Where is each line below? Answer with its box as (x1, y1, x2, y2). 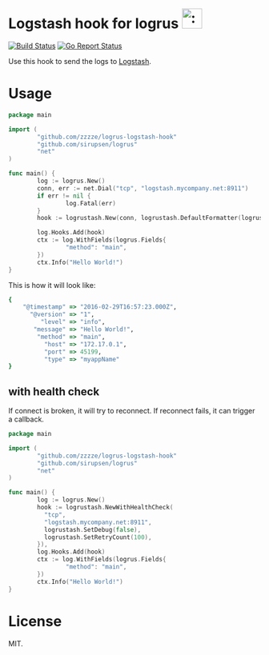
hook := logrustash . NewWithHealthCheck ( (37, 504, 174, 512)
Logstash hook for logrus (8, 14, 179, 33)
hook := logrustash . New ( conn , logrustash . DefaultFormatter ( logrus (37, 214, 263, 222)
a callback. (8, 414, 44, 424)
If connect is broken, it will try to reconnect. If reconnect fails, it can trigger (8, 406, 255, 416)
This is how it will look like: (8, 280, 96, 290)
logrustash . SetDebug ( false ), (43, 525, 142, 533)
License (8, 612, 62, 630)
